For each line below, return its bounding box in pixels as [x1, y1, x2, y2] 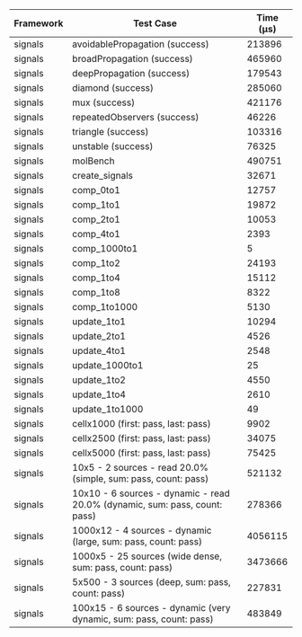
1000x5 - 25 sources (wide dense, [71, 550, 223, 562]
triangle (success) [71, 126, 149, 137]
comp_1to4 [71, 271, 121, 284]
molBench [71, 155, 115, 167]
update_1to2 [71, 374, 126, 385]
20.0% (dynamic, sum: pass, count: [71, 499, 223, 510]
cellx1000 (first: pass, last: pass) [71, 418, 211, 429]
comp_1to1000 [71, 301, 138, 313]
